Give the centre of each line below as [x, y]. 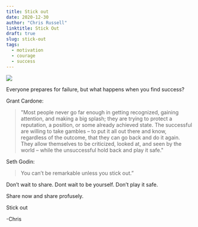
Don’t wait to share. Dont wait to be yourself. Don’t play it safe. [82, 184]
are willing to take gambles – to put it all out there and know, [93, 131]
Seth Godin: [21, 161]
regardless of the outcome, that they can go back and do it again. [100, 138]
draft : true [21, 34]
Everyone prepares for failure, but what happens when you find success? [95, 89]
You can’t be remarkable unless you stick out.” [77, 173]
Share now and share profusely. [45, 196]
